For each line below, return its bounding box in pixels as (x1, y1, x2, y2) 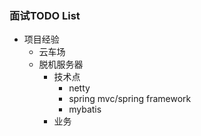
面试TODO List (9, 8, 81, 22)
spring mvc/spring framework (68, 93, 192, 105)
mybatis (68, 103, 102, 116)
